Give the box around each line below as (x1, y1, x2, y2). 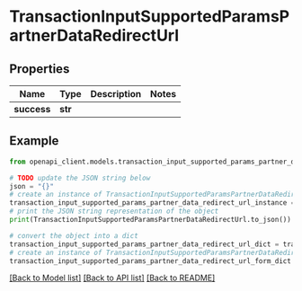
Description (90, 88, 142, 100)
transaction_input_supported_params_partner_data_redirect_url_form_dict (9, 256, 292, 266)
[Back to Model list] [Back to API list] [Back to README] (9, 272, 216, 284)
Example (9, 133, 59, 149)
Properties (9, 61, 70, 76)
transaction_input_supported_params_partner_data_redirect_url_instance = (9, 198, 296, 207)
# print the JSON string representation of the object (9, 207, 219, 216)
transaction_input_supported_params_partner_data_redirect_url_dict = (9, 240, 280, 249)
